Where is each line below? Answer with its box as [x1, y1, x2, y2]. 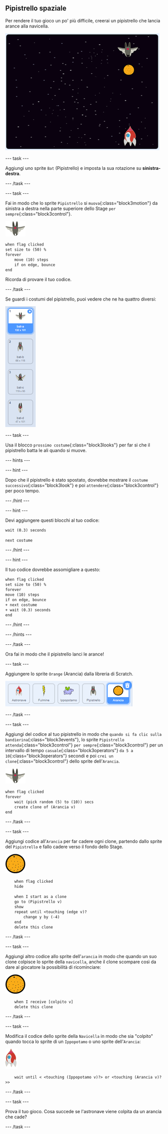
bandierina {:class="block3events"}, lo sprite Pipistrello [5, 736, 125, 742]
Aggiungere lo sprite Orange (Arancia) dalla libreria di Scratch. [5, 671, 133, 677]
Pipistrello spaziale [5, 4, 67, 13]
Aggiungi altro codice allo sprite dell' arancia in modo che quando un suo [5, 953, 157, 959]
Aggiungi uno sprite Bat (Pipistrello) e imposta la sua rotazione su [5, 165, 142, 171]
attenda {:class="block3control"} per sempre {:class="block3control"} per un [5, 742, 163, 748]
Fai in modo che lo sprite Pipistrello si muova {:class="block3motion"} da [5, 200, 158, 206]
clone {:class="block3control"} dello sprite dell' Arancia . [5, 758, 120, 764]
